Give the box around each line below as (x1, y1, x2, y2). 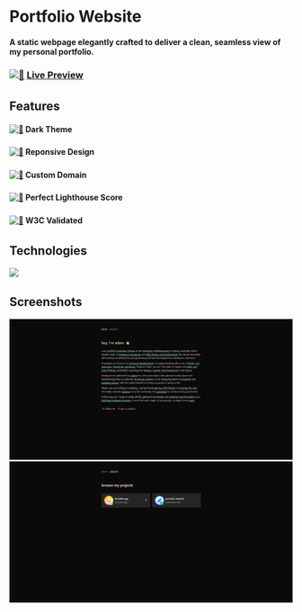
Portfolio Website (9, 6, 142, 27)
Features (9, 99, 60, 114)
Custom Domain (25, 169, 87, 181)
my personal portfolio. (9, 46, 94, 57)
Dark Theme (25, 124, 73, 135)
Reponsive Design (25, 147, 95, 157)
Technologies (9, 243, 88, 258)
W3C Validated (25, 215, 84, 226)
